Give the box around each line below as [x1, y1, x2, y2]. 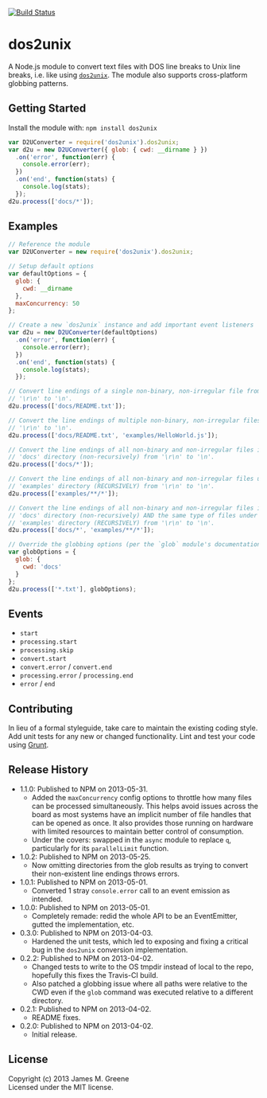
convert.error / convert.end [19, 662, 113, 672]
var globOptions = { [8, 548, 77, 557]
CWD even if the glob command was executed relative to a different [31, 987, 253, 997]
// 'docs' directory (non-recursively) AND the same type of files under [8, 511, 258, 519]
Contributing [8, 701, 73, 716]
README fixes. [31, 1012, 81, 1022]
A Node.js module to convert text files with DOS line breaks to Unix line [8, 61, 241, 71]
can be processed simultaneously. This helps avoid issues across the [31, 801, 258, 811]
